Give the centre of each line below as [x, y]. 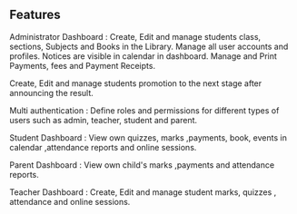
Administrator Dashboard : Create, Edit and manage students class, [135, 36]
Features [35, 15]
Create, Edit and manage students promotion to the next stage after [136, 83]
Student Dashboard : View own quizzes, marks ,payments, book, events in [148, 137]
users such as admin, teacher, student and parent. [104, 120]
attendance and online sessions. [70, 201]
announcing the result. [51, 92]
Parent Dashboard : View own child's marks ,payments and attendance [142, 165]
